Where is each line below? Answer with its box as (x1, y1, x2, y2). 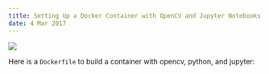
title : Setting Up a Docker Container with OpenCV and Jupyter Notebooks (8, 11, 262, 20)
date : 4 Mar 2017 (8, 19, 67, 27)
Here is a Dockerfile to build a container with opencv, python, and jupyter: (8, 56, 255, 66)
